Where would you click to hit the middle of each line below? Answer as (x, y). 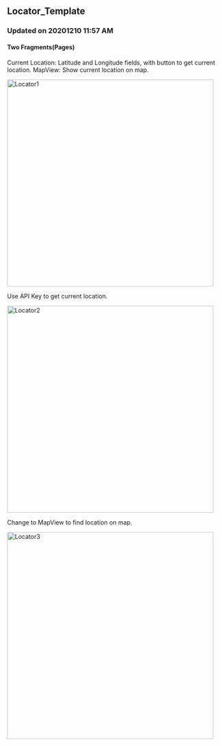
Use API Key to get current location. (57, 296)
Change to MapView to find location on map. (70, 522)
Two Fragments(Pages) (41, 47)
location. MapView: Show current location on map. (78, 70)
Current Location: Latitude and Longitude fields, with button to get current (111, 62)
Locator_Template (46, 11)
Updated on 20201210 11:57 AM (60, 31)
